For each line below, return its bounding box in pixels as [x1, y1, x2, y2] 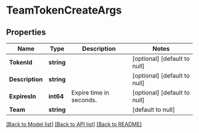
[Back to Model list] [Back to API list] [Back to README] [6, 121, 142, 128]
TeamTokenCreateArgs [6, 4, 123, 17]
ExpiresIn [9, 92, 37, 100]
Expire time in [71, 89, 110, 96]
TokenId [9, 59, 33, 66]
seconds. [71, 96, 97, 104]
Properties [6, 27, 46, 37]
